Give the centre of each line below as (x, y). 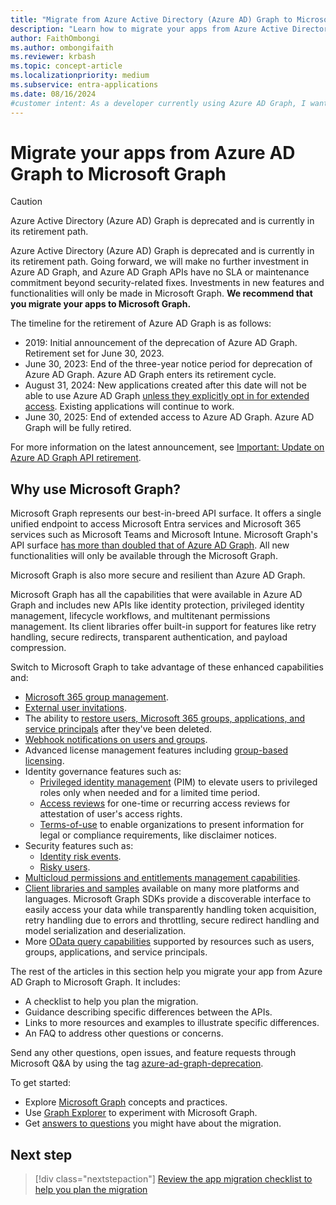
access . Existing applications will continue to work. (129, 407)
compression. (38, 648)
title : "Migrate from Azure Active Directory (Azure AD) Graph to (151, 19)
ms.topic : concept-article (66, 66)
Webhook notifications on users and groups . (116, 740)
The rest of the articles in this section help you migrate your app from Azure (166, 972)
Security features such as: (79, 846)
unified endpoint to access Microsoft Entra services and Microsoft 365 (156, 524)
